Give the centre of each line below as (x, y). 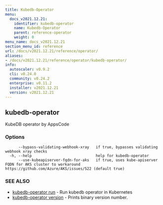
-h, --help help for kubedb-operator (79, 156)
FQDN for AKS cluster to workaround (43, 164)
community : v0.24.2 (30, 79)
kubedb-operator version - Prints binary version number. (70, 197)
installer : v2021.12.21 (34, 88)
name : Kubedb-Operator (37, 28)
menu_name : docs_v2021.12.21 (35, 42)
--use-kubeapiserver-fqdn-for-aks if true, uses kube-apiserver (88, 160)
